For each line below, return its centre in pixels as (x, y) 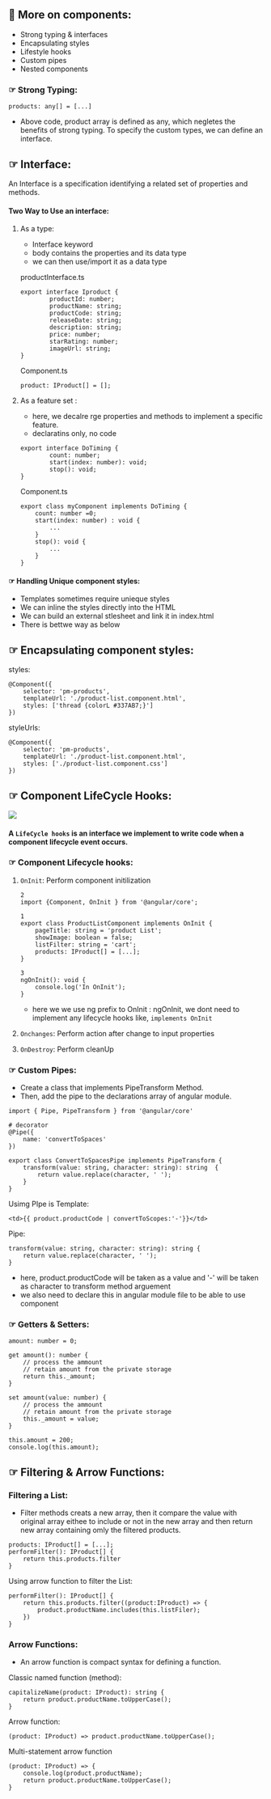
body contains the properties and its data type (109, 253)
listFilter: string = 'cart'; (86, 944)
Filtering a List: (38, 1495)
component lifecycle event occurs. (68, 841)
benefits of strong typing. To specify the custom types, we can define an (142, 130)
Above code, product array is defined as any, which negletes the (128, 121)
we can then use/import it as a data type (100, 262)
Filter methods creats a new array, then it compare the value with (128, 1513)
